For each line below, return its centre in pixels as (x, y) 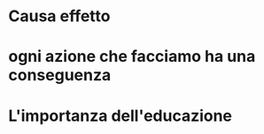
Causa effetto (59, 16)
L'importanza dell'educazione (120, 115)
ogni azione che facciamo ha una (132, 57)
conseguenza (60, 75)
